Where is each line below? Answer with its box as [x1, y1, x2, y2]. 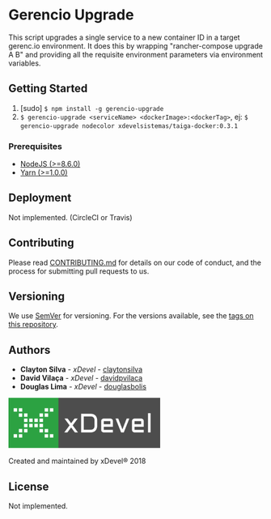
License [8, 479, 49, 493]
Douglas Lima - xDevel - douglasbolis [19, 382, 147, 392]
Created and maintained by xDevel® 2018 [8, 456, 146, 466]
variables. [8, 58, 41, 68]
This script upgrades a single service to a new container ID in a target [8, 32, 240, 42]
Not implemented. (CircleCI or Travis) [8, 212, 133, 222]
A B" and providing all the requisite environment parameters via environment [8, 49, 264, 59]
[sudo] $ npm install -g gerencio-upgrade [19, 103, 164, 113]
